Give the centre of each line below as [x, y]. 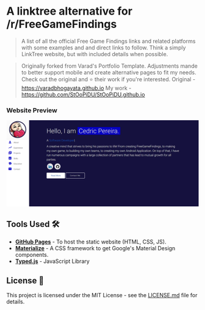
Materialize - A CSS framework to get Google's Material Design [95, 248]
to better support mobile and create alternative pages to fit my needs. [109, 72]
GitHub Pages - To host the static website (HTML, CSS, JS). [91, 242]
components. [32, 255]
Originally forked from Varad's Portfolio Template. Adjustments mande [110, 66]
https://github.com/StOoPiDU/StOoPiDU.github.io [83, 94]
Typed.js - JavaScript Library [52, 261]
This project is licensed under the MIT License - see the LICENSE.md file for [102, 295]
